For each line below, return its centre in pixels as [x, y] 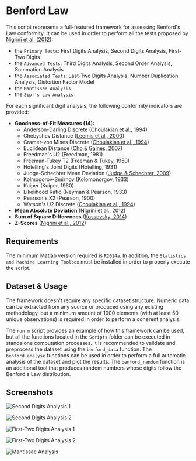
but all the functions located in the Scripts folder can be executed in [88, 337]
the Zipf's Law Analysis [44, 94]
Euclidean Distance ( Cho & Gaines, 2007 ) [73, 148]
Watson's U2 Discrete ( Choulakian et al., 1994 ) [79, 204]
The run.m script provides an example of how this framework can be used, [95, 330]
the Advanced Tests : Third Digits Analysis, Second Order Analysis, [93, 63]
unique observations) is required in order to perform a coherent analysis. [93, 319]
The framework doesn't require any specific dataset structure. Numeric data [98, 300]
